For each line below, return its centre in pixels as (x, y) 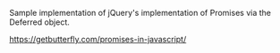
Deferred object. (39, 22)
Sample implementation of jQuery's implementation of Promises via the (140, 13)
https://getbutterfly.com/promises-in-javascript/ (98, 39)
